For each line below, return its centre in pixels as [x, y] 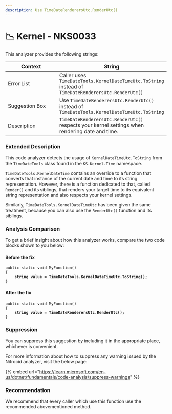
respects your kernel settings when [102, 125]
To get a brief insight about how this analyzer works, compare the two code [85, 240]
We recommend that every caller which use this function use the [73, 401]
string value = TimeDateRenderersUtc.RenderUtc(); [70, 312]
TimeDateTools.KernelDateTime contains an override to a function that [78, 173]
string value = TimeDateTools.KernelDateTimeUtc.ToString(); [81, 277]
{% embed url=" [23, 372]
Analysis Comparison [33, 229]
